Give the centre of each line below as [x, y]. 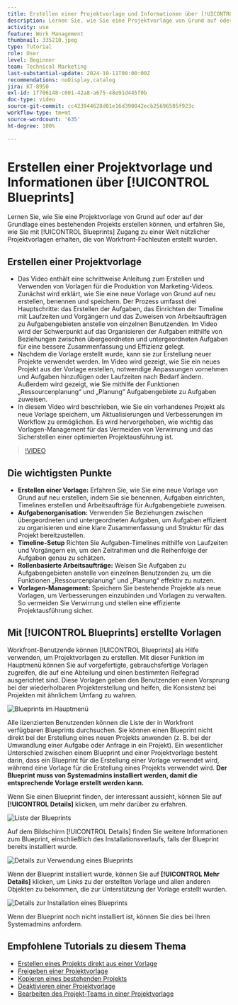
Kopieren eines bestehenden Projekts [72, 978]
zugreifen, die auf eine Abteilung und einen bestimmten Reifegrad [103, 672]
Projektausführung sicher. [55, 611]
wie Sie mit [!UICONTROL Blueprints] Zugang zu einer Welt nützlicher [109, 232]
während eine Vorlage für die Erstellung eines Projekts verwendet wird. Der [117, 768]
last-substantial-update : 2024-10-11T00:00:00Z [79, 73]
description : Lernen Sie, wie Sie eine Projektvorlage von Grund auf [112, 21]
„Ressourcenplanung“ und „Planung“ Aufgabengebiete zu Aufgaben [117, 392]
